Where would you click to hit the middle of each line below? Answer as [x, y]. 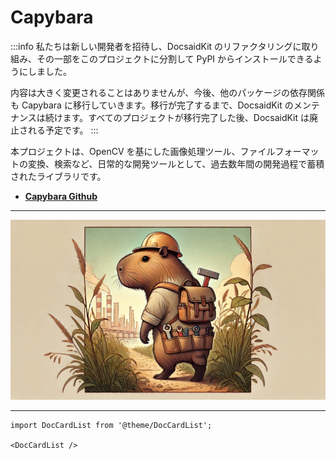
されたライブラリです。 [58, 176]
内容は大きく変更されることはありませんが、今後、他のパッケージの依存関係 [168, 92]
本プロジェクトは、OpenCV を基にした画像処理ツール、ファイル [143, 151]
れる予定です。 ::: [63, 130]
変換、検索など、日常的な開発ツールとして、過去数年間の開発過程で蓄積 [176, 163]
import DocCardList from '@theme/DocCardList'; [111, 425]
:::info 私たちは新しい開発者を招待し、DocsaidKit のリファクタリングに [156, 46]
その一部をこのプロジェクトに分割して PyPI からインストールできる [175, 58]
